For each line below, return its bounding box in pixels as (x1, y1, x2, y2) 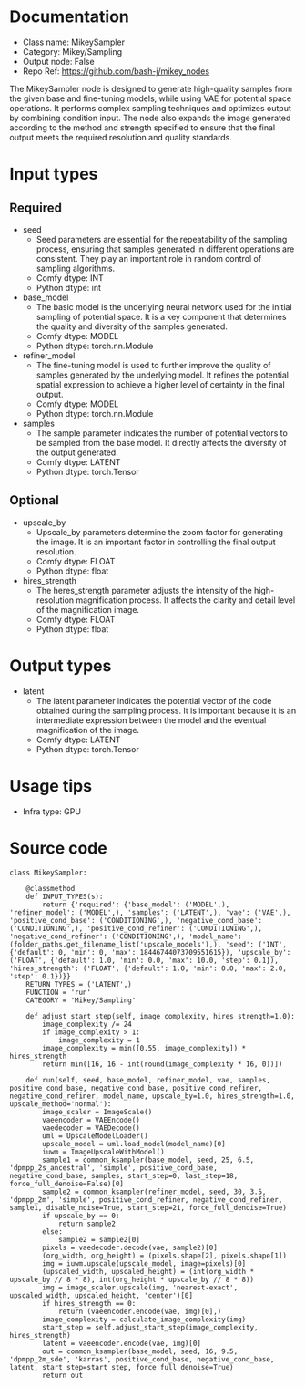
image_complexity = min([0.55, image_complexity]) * (42, 1043, 247, 1052)
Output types (9, 655, 112, 676)
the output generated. (36, 447, 118, 458)
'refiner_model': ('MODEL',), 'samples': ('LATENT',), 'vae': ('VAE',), (9, 907, 291, 917)
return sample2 (57, 1219, 117, 1228)
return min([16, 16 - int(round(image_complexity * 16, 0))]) (42, 1060, 283, 1069)
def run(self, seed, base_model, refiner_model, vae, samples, (25, 1075, 271, 1084)
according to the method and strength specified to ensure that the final (9, 121, 276, 133)
